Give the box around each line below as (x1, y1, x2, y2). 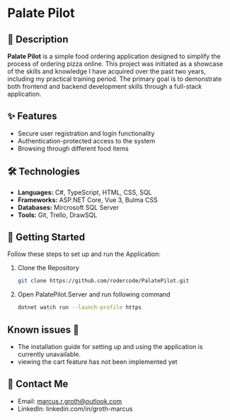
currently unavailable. (17, 350, 81, 358)
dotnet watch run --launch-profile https (17, 304, 142, 311)
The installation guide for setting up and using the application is (17, 343, 203, 350)
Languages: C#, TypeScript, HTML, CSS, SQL (17, 188, 152, 197)
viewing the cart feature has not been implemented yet (17, 358, 178, 366)
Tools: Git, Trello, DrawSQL (17, 211, 98, 219)
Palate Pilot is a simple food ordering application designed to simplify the (7, 52, 221, 60)
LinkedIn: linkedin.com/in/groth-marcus (17, 404, 133, 413)
